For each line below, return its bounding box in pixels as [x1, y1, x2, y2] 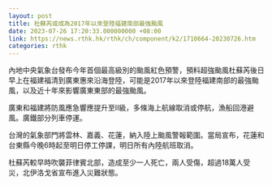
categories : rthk [8, 42, 67, 50]
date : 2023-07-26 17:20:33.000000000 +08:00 [8, 27, 162, 35]
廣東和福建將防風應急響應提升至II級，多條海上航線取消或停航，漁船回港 [8, 103, 248, 113]
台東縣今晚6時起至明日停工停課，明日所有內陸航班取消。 [8, 140, 198, 150]
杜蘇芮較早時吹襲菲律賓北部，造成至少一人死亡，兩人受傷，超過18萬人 [8, 157, 244, 167]
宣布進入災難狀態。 [58, 168, 123, 178]
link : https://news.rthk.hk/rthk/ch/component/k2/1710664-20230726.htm [8, 34, 256, 43]
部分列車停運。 [36, 113, 87, 123]
